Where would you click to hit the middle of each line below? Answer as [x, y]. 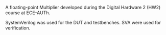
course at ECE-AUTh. [28, 13]
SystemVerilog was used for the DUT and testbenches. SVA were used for [83, 23]
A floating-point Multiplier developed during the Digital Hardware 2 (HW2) [83, 7]
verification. [18, 28]
